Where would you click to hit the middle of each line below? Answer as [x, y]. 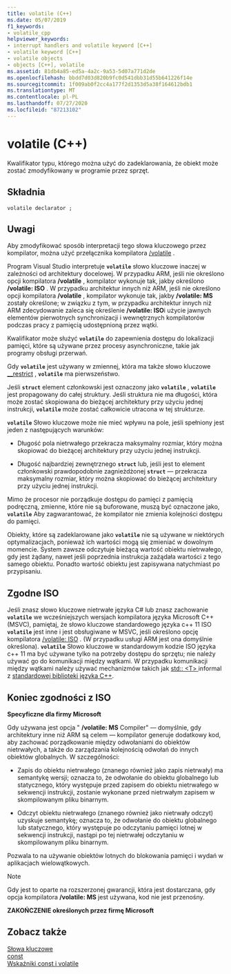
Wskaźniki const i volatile [43, 963]
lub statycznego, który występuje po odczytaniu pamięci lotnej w [109, 827]
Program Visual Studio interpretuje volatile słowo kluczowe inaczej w [107, 266]
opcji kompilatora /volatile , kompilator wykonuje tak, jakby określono [106, 281]
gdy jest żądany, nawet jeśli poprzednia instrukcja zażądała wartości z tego [114, 557]
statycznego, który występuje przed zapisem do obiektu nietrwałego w [118, 785]
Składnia [27, 192]
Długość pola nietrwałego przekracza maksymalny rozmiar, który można [120, 443]
